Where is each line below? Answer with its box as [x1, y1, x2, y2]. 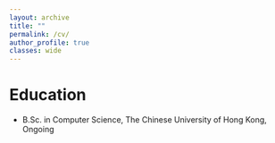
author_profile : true [9, 38, 90, 47]
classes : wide [9, 46, 62, 55]
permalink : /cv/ [9, 29, 70, 38]
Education [9, 85, 87, 105]
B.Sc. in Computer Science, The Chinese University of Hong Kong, [21, 114, 268, 125]
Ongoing [21, 124, 55, 135]
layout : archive [9, 13, 70, 22]
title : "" [9, 21, 46, 30]
